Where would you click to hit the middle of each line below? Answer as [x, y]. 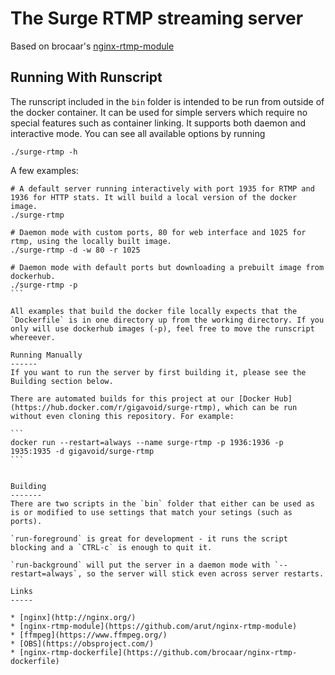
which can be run [261, 407]
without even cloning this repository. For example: [122, 416]
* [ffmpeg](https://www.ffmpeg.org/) [89, 635]
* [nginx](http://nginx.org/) [73, 617]
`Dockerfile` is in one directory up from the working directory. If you [167, 320]
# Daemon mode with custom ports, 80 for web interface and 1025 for [158, 232]
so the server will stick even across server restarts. [205, 573]
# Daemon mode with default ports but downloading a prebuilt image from [167, 267]
